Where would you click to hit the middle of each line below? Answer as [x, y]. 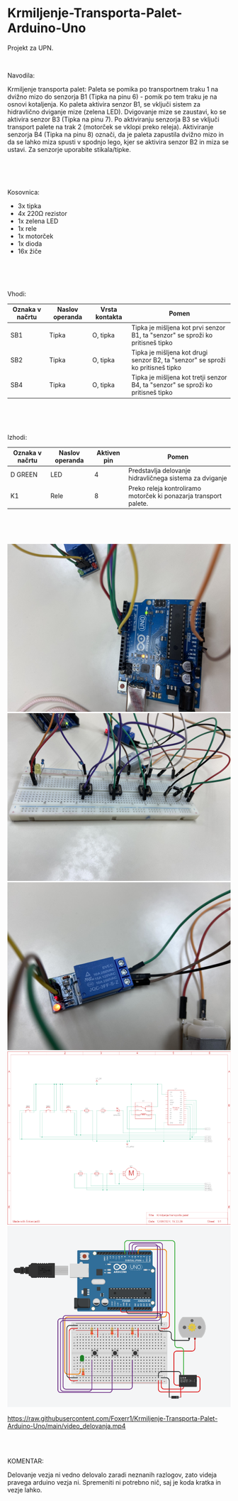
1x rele [27, 228]
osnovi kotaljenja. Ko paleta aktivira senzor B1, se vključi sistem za [104, 104]
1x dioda [30, 244]
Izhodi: [17, 437]
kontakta [109, 317]
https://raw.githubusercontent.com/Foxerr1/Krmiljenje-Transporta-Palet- [113, 1418]
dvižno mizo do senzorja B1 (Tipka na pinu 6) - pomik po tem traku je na [112, 97]
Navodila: [21, 75]
